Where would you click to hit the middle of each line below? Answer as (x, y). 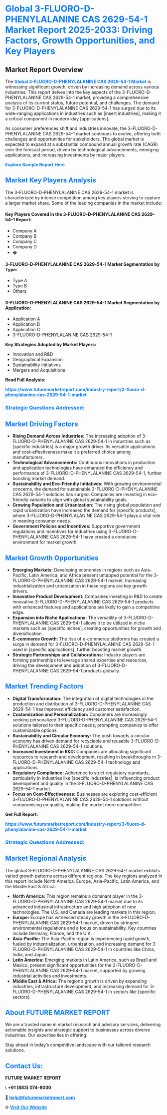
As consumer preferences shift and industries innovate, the (66, 128)
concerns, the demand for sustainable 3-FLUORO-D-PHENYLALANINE (85, 489)
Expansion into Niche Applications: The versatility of (68, 617)
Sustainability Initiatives (37, 365)
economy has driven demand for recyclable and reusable (71, 741)
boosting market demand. (39, 479)
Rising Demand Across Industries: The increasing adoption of (77, 436)
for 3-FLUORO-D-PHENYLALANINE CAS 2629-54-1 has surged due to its (81, 108)
